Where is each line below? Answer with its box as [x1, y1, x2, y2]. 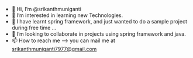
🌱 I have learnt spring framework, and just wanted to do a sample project [11, 18, 187, 25]
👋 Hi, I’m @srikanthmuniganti [11, 6, 82, 12]
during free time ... [11, 24, 57, 31]
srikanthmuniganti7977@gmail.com [11, 46, 97, 52]
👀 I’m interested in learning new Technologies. [11, 12, 123, 19]
